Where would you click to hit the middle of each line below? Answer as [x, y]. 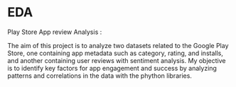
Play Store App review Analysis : [55, 32]
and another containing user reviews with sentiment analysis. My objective [117, 60]
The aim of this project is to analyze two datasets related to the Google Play [118, 45]
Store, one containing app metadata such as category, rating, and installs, [116, 53]
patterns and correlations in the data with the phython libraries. [100, 76]
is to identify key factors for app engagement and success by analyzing [112, 68]
